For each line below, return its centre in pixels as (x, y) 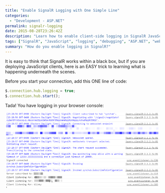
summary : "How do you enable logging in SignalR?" (58, 47)
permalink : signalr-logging (34, 26)
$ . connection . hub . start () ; (33, 96)
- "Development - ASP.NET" (37, 21)
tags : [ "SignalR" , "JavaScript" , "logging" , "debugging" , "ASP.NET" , (78, 42)
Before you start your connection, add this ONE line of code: (66, 81)
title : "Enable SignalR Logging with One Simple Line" (62, 10)
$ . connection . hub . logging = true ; (41, 91)
